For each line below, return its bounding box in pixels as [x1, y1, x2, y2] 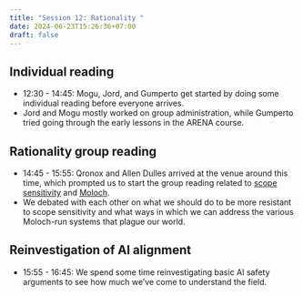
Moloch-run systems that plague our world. [22, 216, 186, 227]
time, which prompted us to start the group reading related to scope [22, 178, 278, 188]
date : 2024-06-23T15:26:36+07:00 [9, 22, 136, 31]
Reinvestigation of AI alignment [9, 242, 192, 258]
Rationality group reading [9, 143, 157, 159]
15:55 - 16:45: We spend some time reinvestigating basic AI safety [22, 266, 270, 278]
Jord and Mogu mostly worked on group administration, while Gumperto [22, 107, 294, 118]
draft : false [9, 30, 59, 39]
